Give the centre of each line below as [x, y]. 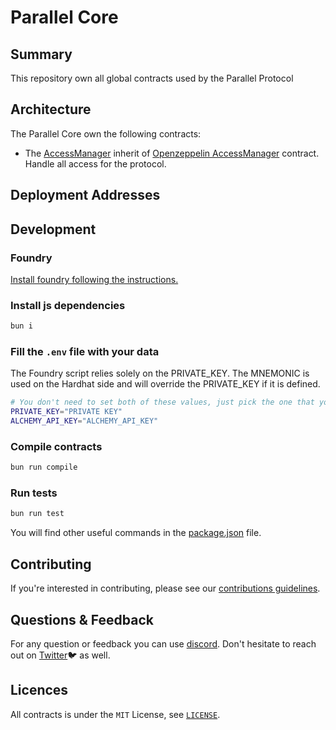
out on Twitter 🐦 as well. [60, 655]
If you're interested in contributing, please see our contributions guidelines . [165, 588]
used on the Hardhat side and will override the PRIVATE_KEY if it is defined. [165, 384]
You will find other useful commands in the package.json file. [136, 533]
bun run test [37, 514]
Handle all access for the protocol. [95, 163]
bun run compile [44, 467]
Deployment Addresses [85, 195]
